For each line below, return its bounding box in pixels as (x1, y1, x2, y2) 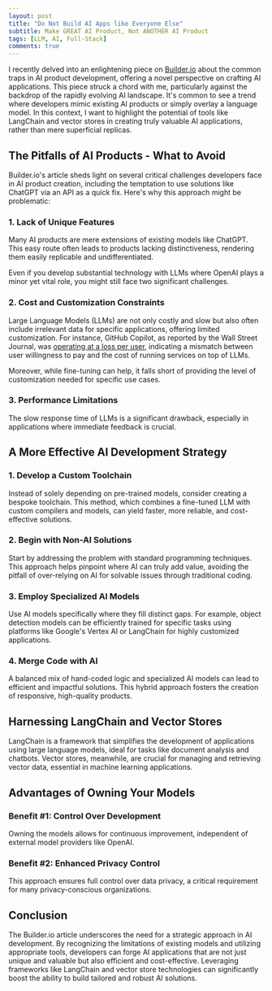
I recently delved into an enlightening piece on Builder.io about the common (8, 64, 261, 74)
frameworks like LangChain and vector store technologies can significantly (8, 965, 259, 975)
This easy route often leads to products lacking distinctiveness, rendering (8, 243, 254, 253)
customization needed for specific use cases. (8, 374, 161, 384)
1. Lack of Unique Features (8, 216, 115, 228)
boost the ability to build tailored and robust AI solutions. (8, 973, 197, 983)
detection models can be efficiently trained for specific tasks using (8, 618, 232, 627)
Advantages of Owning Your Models (8, 786, 196, 800)
